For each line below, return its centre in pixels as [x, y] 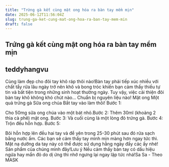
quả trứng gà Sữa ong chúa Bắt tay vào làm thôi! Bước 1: [64, 103]
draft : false [19, 24]
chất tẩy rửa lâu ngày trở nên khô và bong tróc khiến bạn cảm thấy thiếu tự [83, 87]
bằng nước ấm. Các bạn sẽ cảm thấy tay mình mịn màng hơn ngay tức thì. [82, 139]
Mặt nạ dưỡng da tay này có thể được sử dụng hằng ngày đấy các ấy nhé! [82, 144]
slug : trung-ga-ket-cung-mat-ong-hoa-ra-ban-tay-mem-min [66, 19]
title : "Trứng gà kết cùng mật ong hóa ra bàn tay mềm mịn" [70, 10]
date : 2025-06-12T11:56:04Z [35, 15]
